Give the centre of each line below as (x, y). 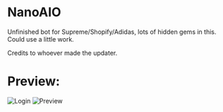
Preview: (34, 81)
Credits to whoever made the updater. (62, 53)
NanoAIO (34, 12)
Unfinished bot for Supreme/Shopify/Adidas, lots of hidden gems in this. (112, 32)
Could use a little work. (41, 39)
